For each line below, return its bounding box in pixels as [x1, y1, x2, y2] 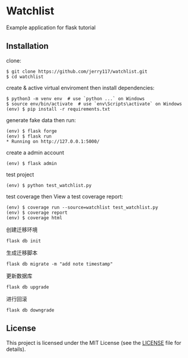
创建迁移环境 [6, 226, 37, 233]
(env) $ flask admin [6, 160, 58, 166]
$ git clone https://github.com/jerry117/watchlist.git [6, 69, 148, 74]
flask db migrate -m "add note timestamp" [6, 261, 113, 267]
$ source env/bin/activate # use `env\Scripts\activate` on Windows [6, 101, 183, 107]
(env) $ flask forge [6, 128, 58, 134]
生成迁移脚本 [6, 249, 37, 256]
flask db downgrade [6, 307, 55, 313]
